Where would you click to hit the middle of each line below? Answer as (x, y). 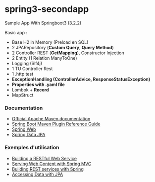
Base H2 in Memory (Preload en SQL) (50, 42)
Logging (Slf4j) (27, 63)
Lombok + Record (30, 90)
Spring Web (24, 129)
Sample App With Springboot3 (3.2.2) (43, 23)
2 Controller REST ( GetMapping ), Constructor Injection (68, 53)
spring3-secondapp (47, 9)
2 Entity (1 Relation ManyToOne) (44, 58)
